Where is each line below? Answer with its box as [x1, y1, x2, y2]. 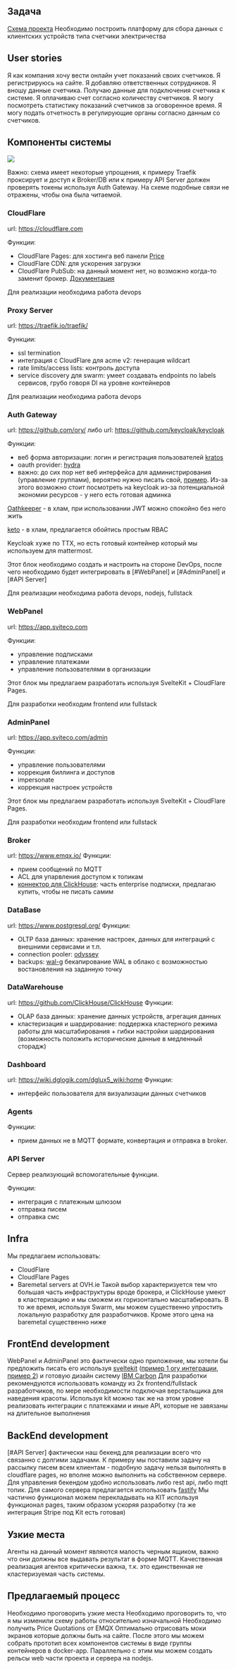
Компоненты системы [7, 137, 111, 149]
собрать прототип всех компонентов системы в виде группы [7, 1639, 192, 1647]
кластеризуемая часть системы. [7, 1570, 106, 1578]
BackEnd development [7, 1429, 109, 1441]
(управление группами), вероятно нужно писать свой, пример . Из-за [17, 476, 228, 484]
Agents [7, 1107, 33, 1116]
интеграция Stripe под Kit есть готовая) [7, 1508, 126, 1517]
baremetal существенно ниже [17, 1317, 107, 1326]
